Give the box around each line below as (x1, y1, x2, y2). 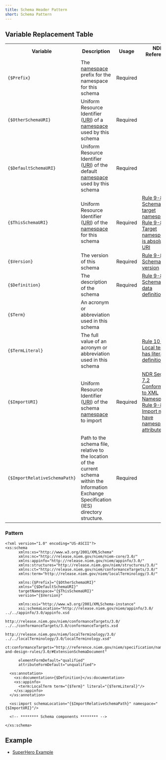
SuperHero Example (12, 749, 53, 755)
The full (81, 332, 99, 339)
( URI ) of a (81, 117, 104, 124)
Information (81, 484, 108, 491)
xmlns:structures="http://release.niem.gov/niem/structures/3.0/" (18, 563, 158, 568)
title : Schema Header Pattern (5, 7, 68, 12)
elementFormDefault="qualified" (18, 658, 85, 663)
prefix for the (81, 71, 111, 78)
